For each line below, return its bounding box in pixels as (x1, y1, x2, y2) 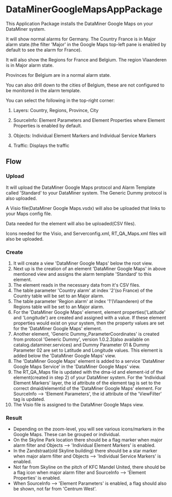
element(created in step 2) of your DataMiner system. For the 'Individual (13, 374, 166, 380)
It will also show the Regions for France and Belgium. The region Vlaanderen (6, 56, 167, 62)
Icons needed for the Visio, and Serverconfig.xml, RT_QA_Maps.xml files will (6, 230, 166, 236)
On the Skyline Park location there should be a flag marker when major (13, 437, 163, 443)
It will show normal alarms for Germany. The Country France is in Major (6, 36, 156, 42)
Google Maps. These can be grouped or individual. (13, 431, 121, 438)
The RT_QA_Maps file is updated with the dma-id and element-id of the (13, 369, 163, 375)
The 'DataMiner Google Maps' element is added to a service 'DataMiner (13, 358, 165, 364)
